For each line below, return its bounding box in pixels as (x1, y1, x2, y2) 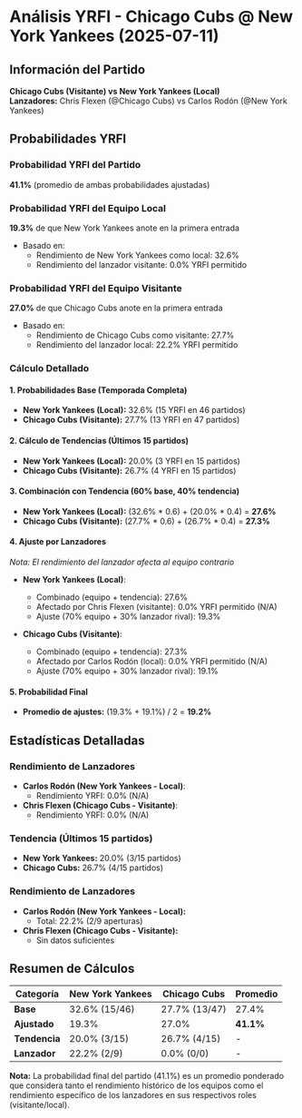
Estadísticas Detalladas (9, 732, 145, 748)
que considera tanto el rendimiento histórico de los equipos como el (9, 1080, 264, 1091)
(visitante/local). (9, 1100, 70, 1111)
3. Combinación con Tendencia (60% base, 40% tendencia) (9, 485, 240, 496)
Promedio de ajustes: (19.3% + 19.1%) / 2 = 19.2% (22, 706, 211, 718)
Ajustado (14, 1018, 54, 1031)
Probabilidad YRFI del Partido (9, 159, 141, 172)
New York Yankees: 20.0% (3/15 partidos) (22, 853, 181, 864)
